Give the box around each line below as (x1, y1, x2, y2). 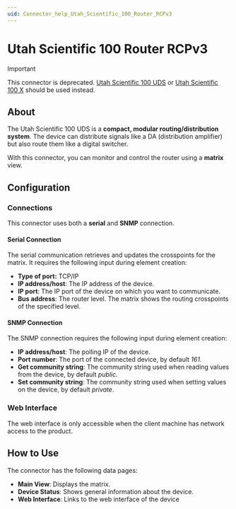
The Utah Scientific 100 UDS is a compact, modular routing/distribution (7, 125, 219, 133)
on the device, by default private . (17, 385, 114, 394)
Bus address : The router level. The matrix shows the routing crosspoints (17, 294, 229, 303)
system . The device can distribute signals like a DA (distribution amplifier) (7, 132, 223, 141)
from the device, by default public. (17, 370, 118, 379)
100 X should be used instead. (7, 86, 95, 94)
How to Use (7, 447, 59, 459)
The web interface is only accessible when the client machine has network (7, 419, 225, 428)
